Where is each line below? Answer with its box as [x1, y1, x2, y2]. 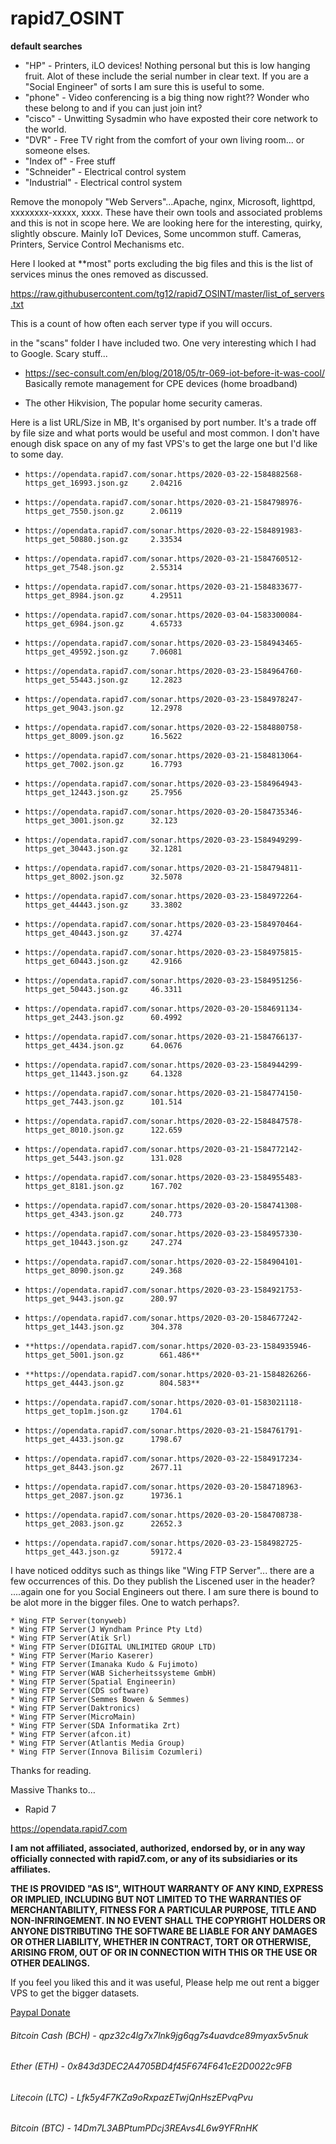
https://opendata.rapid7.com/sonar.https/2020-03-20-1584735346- [24, 807, 303, 817]
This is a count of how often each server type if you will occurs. [10, 317, 273, 329]
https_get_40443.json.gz [24, 928, 129, 938]
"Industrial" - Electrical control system [24, 176, 183, 188]
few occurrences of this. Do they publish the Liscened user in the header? [10, 1575, 316, 1587]
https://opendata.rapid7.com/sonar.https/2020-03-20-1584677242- [24, 1313, 303, 1323]
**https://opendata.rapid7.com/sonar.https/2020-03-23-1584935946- [24, 1341, 312, 1351]
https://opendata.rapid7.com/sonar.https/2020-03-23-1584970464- [24, 919, 303, 929]
